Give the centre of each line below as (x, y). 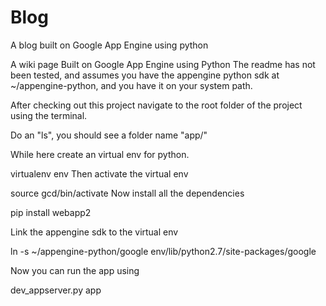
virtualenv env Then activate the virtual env (99, 173)
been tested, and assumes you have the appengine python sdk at (145, 75)
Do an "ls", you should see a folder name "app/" (109, 135)
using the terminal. (49, 115)
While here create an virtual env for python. (100, 154)
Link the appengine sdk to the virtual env (94, 232)
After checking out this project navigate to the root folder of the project (156, 105)
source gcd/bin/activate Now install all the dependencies (127, 193)
